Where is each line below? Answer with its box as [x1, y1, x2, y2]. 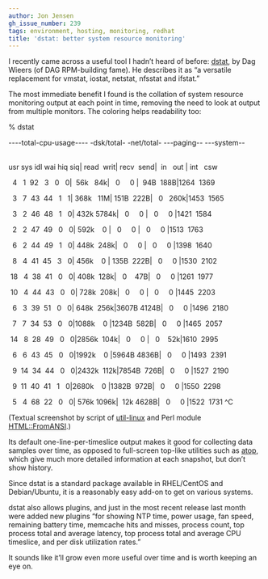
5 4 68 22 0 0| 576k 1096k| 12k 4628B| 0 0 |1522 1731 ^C [11, 397, 234, 407]
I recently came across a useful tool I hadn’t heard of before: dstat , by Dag [8, 57, 256, 66]
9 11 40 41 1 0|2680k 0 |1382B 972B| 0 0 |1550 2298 [11, 382, 221, 391]
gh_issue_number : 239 [8, 19, 82, 27]
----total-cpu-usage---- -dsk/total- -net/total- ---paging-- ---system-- [8, 138, 245, 148]
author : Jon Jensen [8, 11, 74, 20]
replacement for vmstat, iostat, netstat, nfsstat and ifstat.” [8, 74, 200, 83]
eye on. [8, 561, 34, 571]
